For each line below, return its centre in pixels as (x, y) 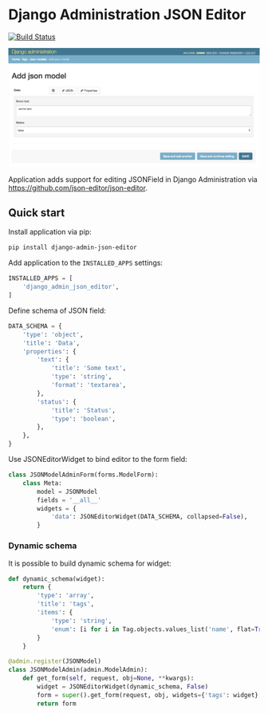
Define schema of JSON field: (57, 310)
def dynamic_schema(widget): (57, 579)
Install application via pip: (50, 232)
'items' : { (55, 613)
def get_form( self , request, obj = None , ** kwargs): (108, 678)
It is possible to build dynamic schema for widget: (90, 563)
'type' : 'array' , (65, 596)
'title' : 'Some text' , (89, 369)
